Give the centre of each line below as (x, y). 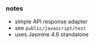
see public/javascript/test (50, 28)
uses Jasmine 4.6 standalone (51, 35)
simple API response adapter (51, 22)
